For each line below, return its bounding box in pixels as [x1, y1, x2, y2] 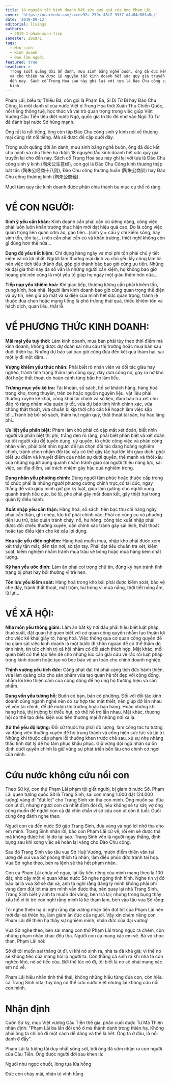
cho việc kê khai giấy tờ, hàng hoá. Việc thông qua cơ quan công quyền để [5, 635, 162, 642]
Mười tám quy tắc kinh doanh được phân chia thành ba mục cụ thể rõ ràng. [5, 184, 162, 190]
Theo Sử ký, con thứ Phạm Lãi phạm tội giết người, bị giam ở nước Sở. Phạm [5, 786, 164, 792]
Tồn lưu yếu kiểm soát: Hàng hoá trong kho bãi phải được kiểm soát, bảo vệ [5, 579, 165, 585]
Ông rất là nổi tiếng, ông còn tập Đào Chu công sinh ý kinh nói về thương [5, 128, 158, 135]
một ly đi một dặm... [5, 354, 47, 360]
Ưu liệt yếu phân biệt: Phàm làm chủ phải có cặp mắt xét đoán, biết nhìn [5, 427, 157, 433]
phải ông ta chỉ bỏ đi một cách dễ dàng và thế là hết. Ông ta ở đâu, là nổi [5, 1031, 158, 1037]
